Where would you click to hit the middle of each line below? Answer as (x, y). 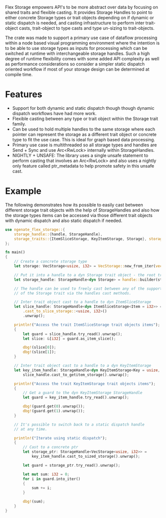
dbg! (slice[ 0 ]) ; (40, 347)
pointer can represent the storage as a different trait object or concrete (84, 134)
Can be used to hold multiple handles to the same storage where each (84, 129)
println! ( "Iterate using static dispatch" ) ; (61, 438)
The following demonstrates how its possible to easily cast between (74, 205)
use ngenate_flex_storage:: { (35, 229)
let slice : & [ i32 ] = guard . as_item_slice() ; (69, 339)
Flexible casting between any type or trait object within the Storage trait (85, 119)
